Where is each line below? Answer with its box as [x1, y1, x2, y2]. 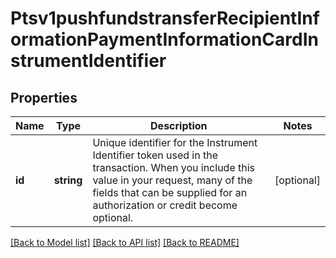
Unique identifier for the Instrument [92, 136, 258, 149]
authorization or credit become [92, 198, 238, 212]
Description [150, 119, 208, 132]
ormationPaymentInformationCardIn [10, 28, 319, 51]
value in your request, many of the [92, 173, 253, 187]
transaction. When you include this [92, 161, 256, 174]
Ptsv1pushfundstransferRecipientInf [10, 7, 320, 30]
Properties [10, 89, 78, 106]
